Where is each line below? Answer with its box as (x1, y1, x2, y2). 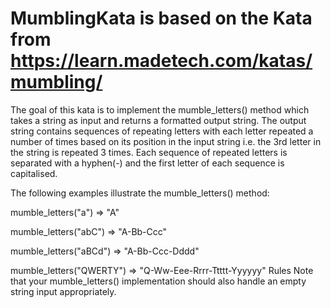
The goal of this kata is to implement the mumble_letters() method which (10, 103, 310, 116)
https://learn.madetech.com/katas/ (10, 50, 313, 72)
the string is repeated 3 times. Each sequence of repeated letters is (10, 146, 288, 158)
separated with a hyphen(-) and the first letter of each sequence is (10, 157, 285, 169)
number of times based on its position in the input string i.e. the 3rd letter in (10, 135, 322, 147)
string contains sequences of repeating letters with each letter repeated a (10, 125, 314, 137)
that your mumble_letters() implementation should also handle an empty (10, 275, 307, 287)
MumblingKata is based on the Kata (10, 7, 313, 30)
